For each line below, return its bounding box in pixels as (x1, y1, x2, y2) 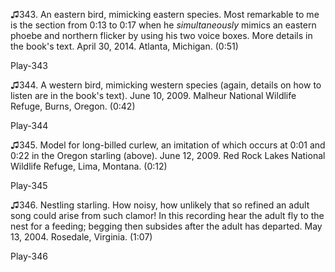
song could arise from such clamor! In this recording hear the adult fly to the (10, 210, 325, 221)
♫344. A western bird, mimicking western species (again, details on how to (10, 79, 322, 91)
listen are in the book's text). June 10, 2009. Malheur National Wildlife (10, 90, 297, 101)
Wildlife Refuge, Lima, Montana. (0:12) (10, 160, 168, 172)
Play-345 (10, 180, 48, 191)
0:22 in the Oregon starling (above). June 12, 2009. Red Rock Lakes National (10, 150, 326, 161)
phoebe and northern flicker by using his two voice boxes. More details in (10, 30, 313, 41)
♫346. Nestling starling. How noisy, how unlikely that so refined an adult (10, 199, 310, 211)
